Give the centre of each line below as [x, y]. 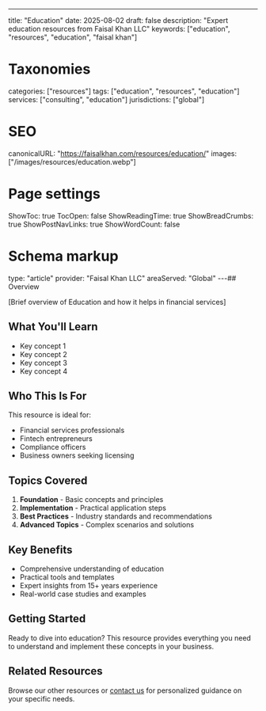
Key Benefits [40, 550]
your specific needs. [42, 698]
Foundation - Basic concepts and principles [91, 500]
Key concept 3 [43, 363]
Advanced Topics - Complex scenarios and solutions [107, 525]
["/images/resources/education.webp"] [72, 162]
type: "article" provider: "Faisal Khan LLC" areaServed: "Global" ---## [122, 278]
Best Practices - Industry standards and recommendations [116, 516]
